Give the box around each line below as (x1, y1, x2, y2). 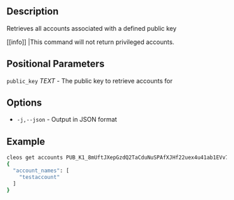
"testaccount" (19, 173, 60, 180)
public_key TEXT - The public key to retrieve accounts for (6, 76, 173, 85)
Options (6, 97, 43, 109)
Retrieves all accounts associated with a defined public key (6, 24, 177, 32)
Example (6, 136, 45, 148)
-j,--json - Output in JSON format (16, 115, 117, 124)
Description (6, 6, 59, 17)
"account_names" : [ (13, 167, 70, 174)
